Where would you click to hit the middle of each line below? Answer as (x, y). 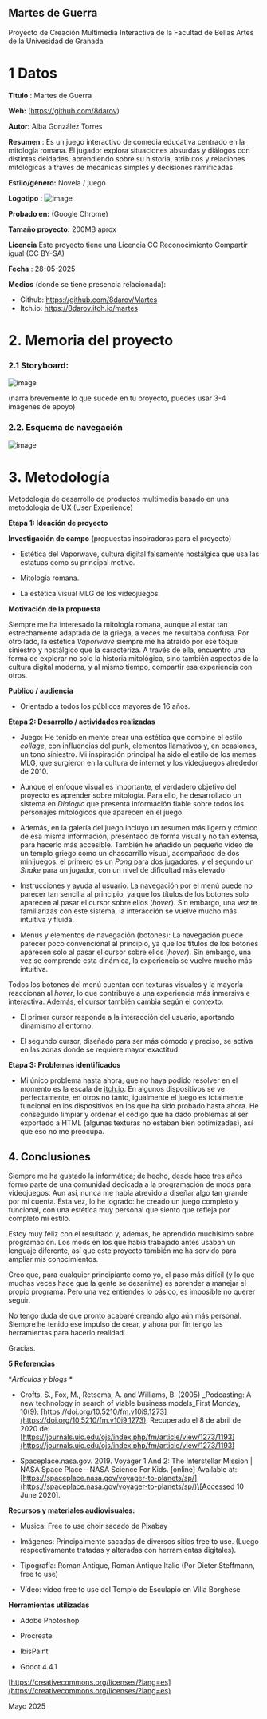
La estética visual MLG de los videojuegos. (90, 594)
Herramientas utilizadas (49, 1605)
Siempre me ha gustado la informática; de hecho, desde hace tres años (126, 1176)
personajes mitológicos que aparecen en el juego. (102, 812)
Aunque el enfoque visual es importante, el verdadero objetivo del (128, 787)
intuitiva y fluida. (47, 920)
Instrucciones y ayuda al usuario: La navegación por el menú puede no (136, 885)
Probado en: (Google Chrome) (59, 213)
